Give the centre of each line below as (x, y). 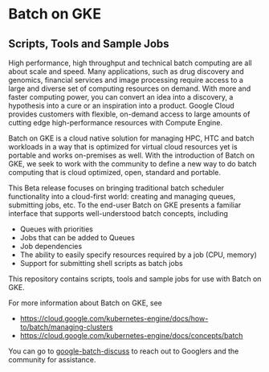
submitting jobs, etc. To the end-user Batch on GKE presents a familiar (125, 205)
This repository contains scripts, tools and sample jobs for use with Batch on (135, 279)
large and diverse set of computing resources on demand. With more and (130, 88)
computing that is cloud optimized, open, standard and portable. (114, 172)
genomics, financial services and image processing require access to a (126, 80)
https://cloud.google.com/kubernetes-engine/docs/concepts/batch (131, 335)
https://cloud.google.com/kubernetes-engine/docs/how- (114, 319)
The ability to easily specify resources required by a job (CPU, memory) (138, 255)
